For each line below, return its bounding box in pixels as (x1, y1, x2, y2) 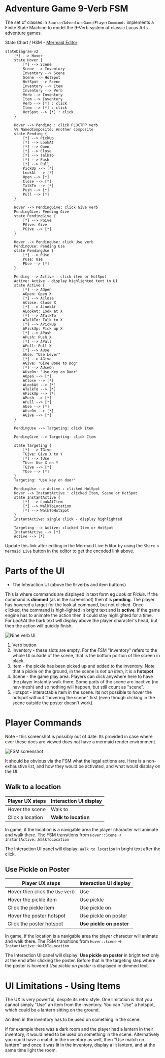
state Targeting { (14, 443, 52, 448)
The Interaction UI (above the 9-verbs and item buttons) (12, 581, 127, 587)
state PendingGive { (14, 213, 56, 218)
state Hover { (14, 57, 43, 62)
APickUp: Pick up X (23, 326, 63, 331)
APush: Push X (23, 335, 52, 339)
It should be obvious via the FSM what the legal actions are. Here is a (5, 758, 145, 764)
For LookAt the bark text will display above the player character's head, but (5, 617, 158, 624)
